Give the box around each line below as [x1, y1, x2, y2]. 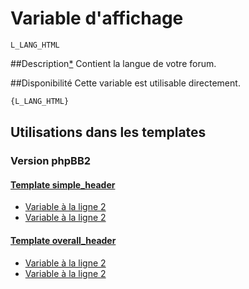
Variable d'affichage [10, 7, 184, 30]
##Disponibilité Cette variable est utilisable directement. [10, 77, 241, 89]
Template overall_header [10, 234, 117, 246]
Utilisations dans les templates [10, 124, 207, 141]
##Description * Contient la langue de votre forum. [10, 57, 217, 69]
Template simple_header [10, 178, 116, 191]
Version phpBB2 [10, 154, 92, 168]
